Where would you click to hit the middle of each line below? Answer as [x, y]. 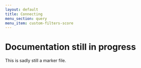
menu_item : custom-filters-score [39, 23]
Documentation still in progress [70, 47]
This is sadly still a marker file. [36, 61]
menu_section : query [26, 18]
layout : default [22, 9]
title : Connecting [24, 14]
